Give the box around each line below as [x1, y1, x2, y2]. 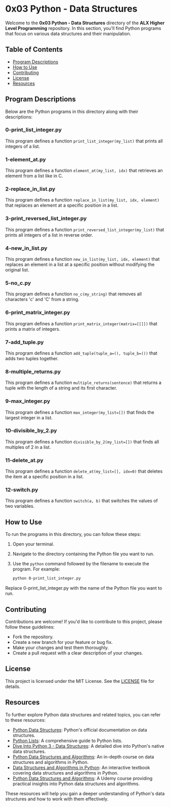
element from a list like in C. [5, 173, 63, 179]
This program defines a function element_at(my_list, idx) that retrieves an [5, 168, 163, 174]
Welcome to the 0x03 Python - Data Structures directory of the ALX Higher [5, 20, 165, 26]
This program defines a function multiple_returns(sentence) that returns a [5, 379, 162, 386]
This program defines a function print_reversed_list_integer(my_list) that [5, 226, 164, 233]
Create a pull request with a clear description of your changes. [12, 649, 143, 656]
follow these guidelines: [5, 624, 55, 630]
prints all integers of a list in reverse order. [5, 232, 94, 238]
